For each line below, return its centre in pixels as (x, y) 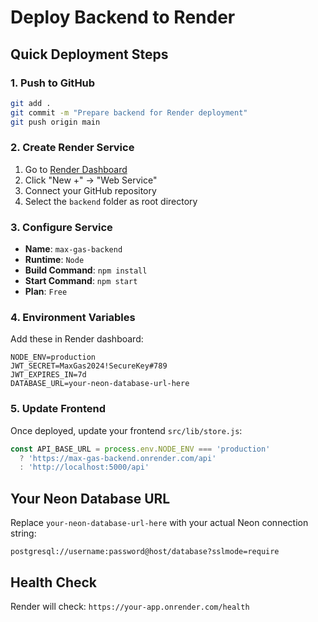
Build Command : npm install (86, 270)
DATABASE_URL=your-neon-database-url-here (100, 384)
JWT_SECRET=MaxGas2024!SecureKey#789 (89, 366)
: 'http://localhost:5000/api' (84, 467)
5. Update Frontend (58, 409)
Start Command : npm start (81, 281)
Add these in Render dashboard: (77, 339)
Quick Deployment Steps (89, 54)
